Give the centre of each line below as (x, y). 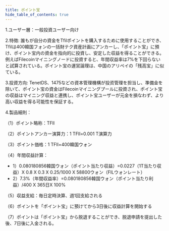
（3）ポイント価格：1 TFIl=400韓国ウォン (49, 144)
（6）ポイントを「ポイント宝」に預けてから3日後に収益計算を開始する (79, 206)
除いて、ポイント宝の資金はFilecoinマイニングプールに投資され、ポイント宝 (84, 89)
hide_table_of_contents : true (37, 15)
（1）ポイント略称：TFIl (30, 123)
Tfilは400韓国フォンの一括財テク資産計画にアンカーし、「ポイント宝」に (80, 46)
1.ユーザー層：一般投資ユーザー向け (42, 30)
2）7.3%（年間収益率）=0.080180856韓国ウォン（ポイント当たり (81, 178)
